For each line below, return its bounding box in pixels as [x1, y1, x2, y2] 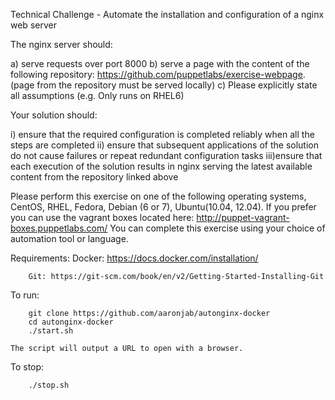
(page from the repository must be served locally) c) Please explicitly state [10, 79, 318, 91]
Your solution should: [10, 109, 98, 121]
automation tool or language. [10, 233, 129, 244]
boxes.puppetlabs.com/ [10, 222, 108, 234]
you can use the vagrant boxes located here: [10, 212, 195, 223]
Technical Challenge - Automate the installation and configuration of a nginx [10, 9, 325, 20]
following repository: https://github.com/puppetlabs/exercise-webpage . [10, 69, 306, 80]
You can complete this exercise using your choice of [109, 222, 326, 234]
